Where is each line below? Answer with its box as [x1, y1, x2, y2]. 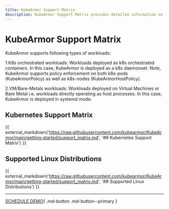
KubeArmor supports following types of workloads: [5, 50, 111, 56]
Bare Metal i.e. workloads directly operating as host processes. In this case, [5, 91, 162, 97]
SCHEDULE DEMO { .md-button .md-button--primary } [5, 198, 117, 204]
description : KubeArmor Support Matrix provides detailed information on [5, 12, 163, 17]
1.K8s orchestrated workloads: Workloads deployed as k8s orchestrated [5, 60, 155, 66]
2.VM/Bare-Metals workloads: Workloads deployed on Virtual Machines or [5, 86, 159, 92]
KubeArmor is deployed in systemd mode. [5, 96, 92, 102]
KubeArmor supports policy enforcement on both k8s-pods [5, 71, 128, 77]
